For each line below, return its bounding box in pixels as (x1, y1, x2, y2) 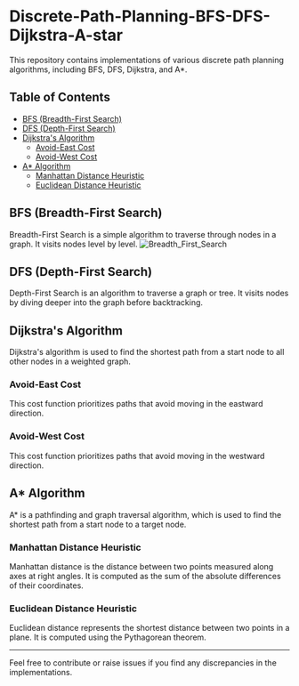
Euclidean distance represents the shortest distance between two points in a (9, 623, 290, 634)
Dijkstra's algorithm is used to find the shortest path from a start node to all (9, 347, 285, 358)
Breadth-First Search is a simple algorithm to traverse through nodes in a (9, 229, 277, 239)
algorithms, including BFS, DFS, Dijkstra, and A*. (9, 64, 188, 75)
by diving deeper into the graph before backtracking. (9, 297, 203, 308)
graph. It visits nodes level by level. (9, 238, 138, 249)
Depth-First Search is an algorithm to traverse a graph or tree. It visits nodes (9, 287, 289, 299)
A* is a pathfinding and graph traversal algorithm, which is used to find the (9, 509, 282, 520)
